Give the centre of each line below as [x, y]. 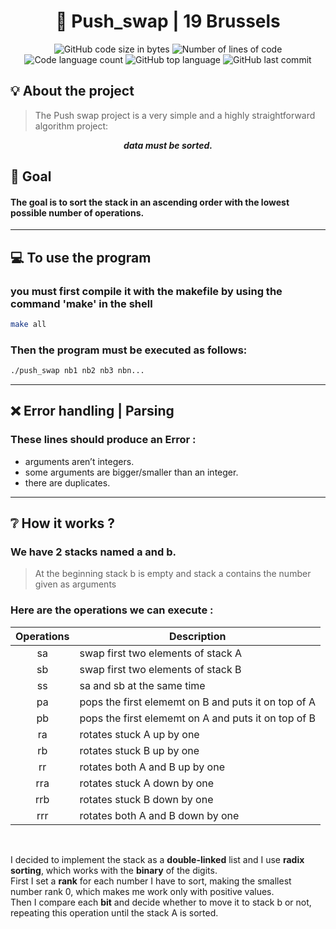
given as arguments [75, 584]
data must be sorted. [168, 145]
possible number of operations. [77, 212]
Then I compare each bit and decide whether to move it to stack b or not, [161, 902]
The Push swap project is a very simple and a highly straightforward [175, 115]
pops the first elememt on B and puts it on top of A [198, 702]
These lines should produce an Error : [103, 440]
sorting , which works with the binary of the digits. [114, 870]
